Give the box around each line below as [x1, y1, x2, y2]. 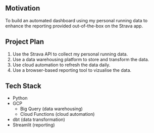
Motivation [5, 4, 40, 13]
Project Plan [5, 37, 44, 46]
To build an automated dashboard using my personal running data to [5, 17, 148, 23]
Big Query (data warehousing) [20, 106, 83, 112]
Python [12, 95, 28, 101]
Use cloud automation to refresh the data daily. [12, 62, 111, 68]
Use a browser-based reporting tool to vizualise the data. [12, 67, 132, 73]
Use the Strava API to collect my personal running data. [12, 51, 128, 57]
